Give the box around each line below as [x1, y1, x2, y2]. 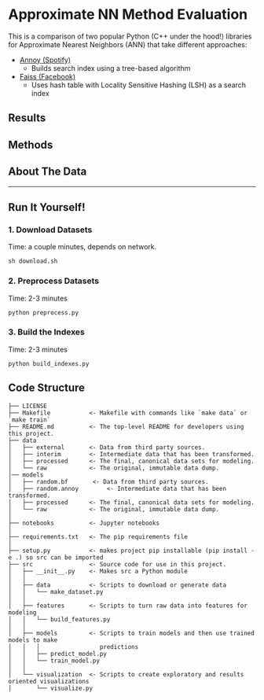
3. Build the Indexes [8, 326, 85, 337]
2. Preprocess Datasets [8, 275, 100, 286]
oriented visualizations [8, 677, 90, 685]
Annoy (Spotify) [19, 55, 71, 64]
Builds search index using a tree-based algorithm [31, 63, 191, 72]
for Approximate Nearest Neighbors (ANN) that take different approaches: [8, 39, 247, 49]
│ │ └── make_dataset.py [8, 588, 104, 595]
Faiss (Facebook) [19, 72, 76, 81]
